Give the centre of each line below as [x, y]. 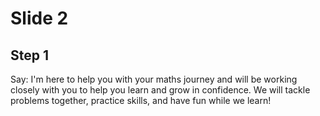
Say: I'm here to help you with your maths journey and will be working [154, 79]
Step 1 [30, 55]
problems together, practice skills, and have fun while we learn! [141, 100]
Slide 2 [39, 18]
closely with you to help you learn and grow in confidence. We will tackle [160, 90]
